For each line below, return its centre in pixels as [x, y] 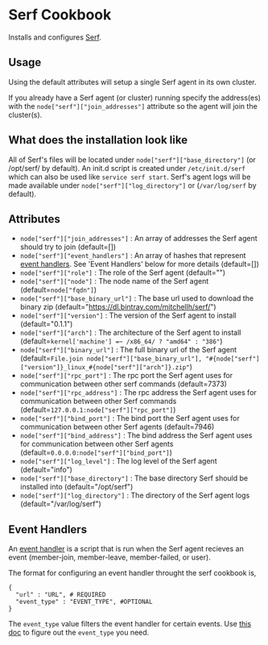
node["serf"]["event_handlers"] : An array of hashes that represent [133, 256]
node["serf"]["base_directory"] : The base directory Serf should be [134, 478]
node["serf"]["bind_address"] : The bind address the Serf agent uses [136, 435]
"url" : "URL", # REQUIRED [61, 595]
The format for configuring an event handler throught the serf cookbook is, [132, 573]
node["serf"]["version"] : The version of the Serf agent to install [128, 315]
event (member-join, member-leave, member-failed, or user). [109, 557]
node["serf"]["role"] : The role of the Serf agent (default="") [123, 273]
